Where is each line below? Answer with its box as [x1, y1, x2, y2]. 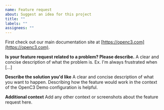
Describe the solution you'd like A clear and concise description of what [5, 74, 154, 80]
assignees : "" [5, 26, 35, 31]
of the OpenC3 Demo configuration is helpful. [5, 84, 98, 90]
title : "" [5, 16, 26, 21]
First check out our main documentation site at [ [5, 39, 103, 45]
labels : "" [5, 21, 28, 26]
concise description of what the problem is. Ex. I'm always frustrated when [5, 59, 158, 65]
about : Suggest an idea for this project [5, 12, 92, 17]
